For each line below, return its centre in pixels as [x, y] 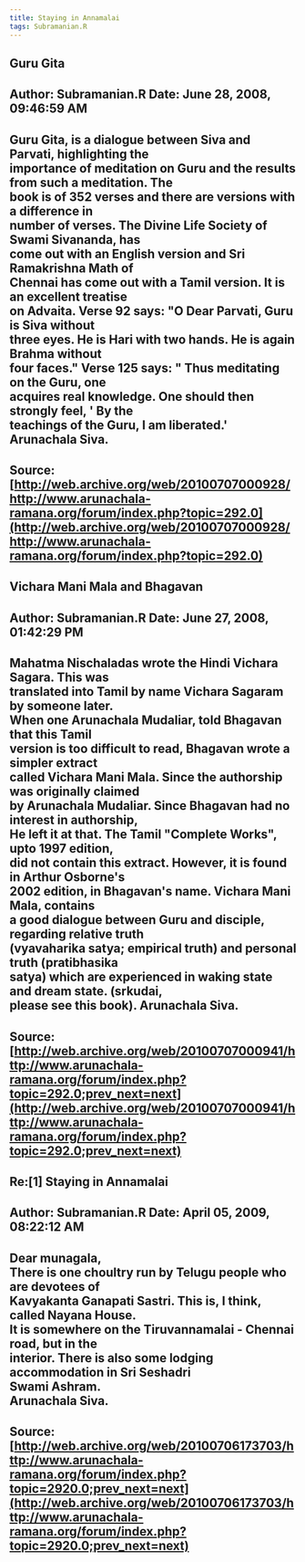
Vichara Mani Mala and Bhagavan [106, 587]
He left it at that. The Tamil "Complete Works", [143, 835]
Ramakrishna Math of [71, 268]
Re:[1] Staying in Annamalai [89, 1182]
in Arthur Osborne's [67, 877]
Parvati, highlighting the [79, 154]
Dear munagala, [56, 1258]
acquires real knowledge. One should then [132, 397]
